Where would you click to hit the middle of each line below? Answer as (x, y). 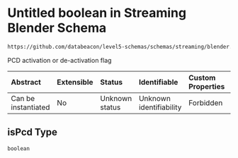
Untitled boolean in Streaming (97, 13)
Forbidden (206, 102)
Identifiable (158, 82)
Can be (23, 98)
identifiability (160, 107)
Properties (207, 86)
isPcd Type (33, 132)
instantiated (30, 107)
